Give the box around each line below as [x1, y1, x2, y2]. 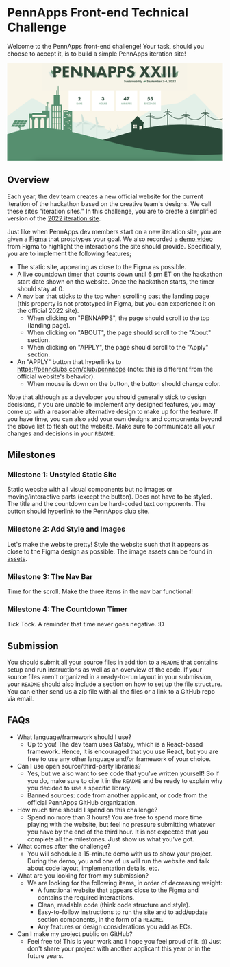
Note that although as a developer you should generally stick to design [7, 393, 207, 401]
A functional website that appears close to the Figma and [37, 886, 199, 894]
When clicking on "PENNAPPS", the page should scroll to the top [27, 314, 210, 322]
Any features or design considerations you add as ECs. [37, 922, 193, 931]
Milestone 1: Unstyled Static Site [7, 469, 117, 479]
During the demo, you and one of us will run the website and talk [27, 856, 210, 865]
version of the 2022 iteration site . [7, 214, 101, 223]
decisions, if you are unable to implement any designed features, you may [7, 400, 216, 408]
